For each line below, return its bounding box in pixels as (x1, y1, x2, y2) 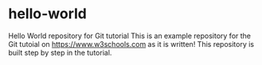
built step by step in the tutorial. (8, 48, 112, 57)
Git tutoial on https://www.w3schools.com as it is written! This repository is (8, 39, 255, 48)
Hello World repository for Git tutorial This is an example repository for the (8, 31, 252, 40)
